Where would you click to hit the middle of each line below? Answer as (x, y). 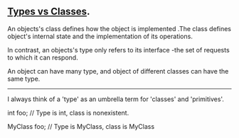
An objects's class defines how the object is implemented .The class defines (119, 28)
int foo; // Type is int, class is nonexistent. (68, 113)
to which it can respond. (43, 57)
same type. (24, 79)
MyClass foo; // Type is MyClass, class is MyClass (81, 126)
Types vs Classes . (49, 12)
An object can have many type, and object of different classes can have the (118, 71)
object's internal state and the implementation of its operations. (100, 36)
